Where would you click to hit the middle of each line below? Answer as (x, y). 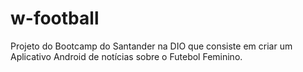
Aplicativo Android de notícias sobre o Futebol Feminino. (126, 56)
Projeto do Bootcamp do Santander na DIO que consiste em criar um (151, 46)
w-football (55, 18)
